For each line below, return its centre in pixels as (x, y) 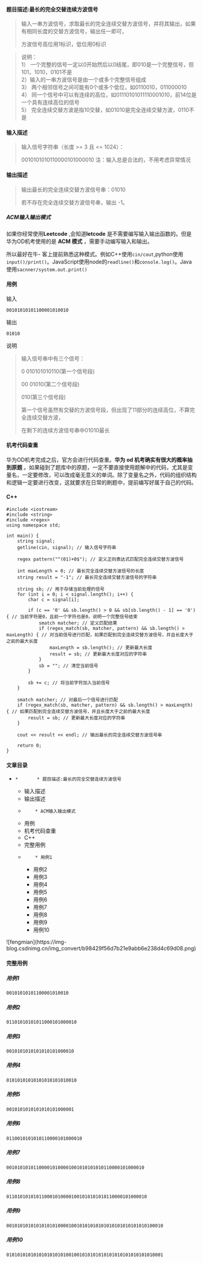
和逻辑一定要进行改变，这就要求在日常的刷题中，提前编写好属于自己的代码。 (101, 482)
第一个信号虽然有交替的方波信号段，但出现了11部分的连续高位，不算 (105, 410)
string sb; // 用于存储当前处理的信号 (61, 589)
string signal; (36, 541)
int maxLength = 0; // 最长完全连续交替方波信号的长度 (81, 571)
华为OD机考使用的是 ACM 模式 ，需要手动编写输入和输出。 (79, 241)
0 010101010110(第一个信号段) (58, 371)
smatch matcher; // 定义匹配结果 (78, 623)
